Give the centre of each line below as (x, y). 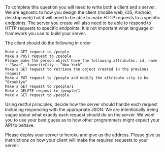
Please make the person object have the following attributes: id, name (81, 61)
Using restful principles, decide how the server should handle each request (81, 104)
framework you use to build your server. (46, 33)
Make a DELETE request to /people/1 (43, 91)
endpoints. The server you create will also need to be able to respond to (78, 23)
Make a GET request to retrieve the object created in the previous (77, 69)
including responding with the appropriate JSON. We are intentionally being (82, 110)
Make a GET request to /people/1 (39, 86)
